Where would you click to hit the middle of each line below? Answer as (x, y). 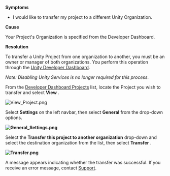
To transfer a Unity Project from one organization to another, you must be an (85, 56)
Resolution (17, 47)
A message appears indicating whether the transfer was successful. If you (83, 163)
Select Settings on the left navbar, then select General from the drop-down (84, 112)
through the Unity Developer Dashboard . (48, 67)
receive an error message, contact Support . (51, 168)
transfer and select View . (32, 93)
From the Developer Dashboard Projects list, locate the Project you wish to (83, 87)
